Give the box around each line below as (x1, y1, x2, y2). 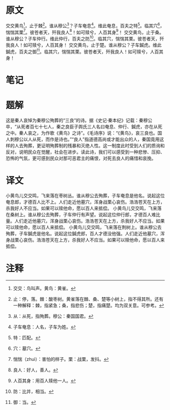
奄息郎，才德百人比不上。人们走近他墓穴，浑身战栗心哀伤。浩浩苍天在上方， (6, 198, 165, 205)
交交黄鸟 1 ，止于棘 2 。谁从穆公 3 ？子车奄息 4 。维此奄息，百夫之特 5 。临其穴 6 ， (6, 21, 164, 28)
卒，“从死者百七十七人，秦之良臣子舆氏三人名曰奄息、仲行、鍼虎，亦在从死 (6, 124, 163, 130)
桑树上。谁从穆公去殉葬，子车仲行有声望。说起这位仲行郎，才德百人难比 (10, 211, 160, 218)
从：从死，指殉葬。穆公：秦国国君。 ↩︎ (13, 313, 94, 319)
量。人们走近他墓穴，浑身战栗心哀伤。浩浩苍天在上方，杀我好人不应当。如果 (6, 218, 165, 224)
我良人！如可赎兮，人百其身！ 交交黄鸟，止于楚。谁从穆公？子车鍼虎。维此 (6, 42, 162, 48)
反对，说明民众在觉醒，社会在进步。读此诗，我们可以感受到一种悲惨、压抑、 (6, 149, 165, 155)
